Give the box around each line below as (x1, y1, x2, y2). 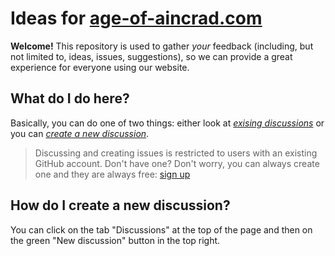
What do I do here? (10, 90, 130, 107)
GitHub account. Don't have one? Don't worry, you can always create (34, 157, 320, 169)
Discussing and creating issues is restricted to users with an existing (34, 147, 318, 159)
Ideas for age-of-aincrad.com (10, 7, 263, 30)
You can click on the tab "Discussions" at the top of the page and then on (10, 223, 313, 236)
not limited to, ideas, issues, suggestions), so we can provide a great (10, 50, 293, 62)
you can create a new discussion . (10, 127, 150, 139)
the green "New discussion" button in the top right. (10, 234, 221, 246)
